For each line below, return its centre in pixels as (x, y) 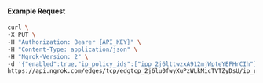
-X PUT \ (22, 35)
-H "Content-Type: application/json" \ (73, 49)
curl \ (18, 27)
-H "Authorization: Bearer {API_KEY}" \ (75, 42)
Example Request (37, 11)
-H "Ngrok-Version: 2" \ (48, 56)
